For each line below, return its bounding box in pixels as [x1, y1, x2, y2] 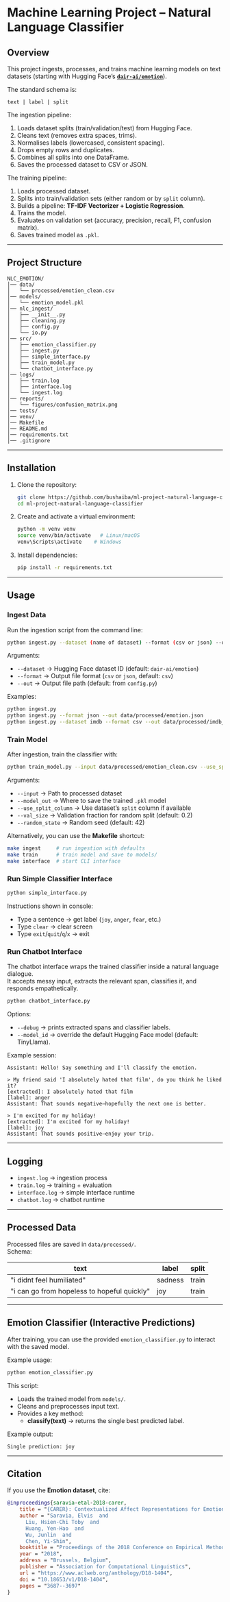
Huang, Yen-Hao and [25, 1525, 84, 1532]
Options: [7, 1010, 31, 1018]
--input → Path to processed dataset [16, 789, 123, 798]
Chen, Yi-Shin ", [25, 1538, 72, 1544]
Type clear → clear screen [16, 922, 93, 931]
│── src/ [7, 335, 32, 342]
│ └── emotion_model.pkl [7, 299, 84, 306]
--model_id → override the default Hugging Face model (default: [16, 1031, 199, 1039]
